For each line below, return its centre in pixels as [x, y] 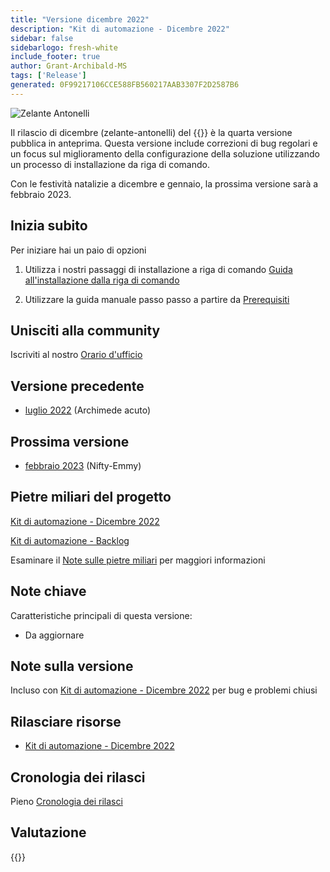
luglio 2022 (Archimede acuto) [88, 410]
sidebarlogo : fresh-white [64, 47]
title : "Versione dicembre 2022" [80, 19]
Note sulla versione [72, 666]
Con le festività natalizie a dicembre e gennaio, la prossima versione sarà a [164, 183]
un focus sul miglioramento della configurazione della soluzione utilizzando [165, 153]
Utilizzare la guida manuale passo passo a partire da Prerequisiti [157, 299]
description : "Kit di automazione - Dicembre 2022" [120, 29]
